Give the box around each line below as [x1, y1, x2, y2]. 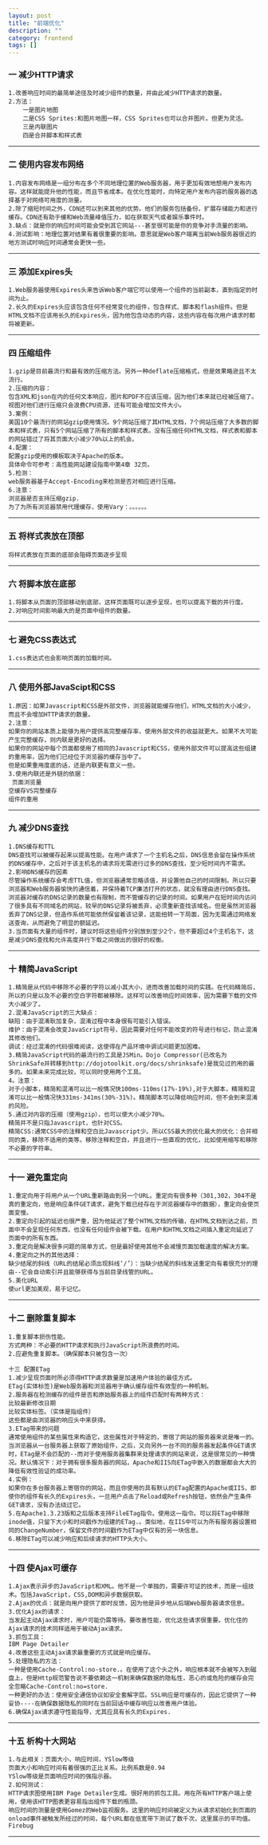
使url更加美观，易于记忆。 [8, 1286, 85, 1294]
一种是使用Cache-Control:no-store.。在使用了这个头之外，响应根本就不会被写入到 [8, 1665, 251, 1673]
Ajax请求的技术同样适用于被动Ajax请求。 [8, 1625, 126, 1633]
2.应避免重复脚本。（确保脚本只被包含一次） [8, 1349, 132, 1357]
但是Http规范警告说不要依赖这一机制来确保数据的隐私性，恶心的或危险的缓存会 [26, 1673, 249, 1682]
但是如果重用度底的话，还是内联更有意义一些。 [8, 761, 140, 769]
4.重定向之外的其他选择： [8, 1251, 81, 1259]
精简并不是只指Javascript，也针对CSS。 [8, 1119, 126, 1128]
